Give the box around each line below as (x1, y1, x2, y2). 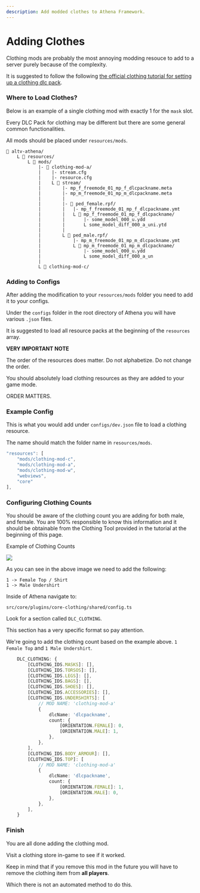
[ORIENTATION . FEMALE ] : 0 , (59, 723, 124, 729)
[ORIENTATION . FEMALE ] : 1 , (59, 784, 124, 790)
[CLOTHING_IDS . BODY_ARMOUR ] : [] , (27, 750, 111, 756)
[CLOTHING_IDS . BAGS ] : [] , (27, 678, 93, 685)
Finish (6, 826, 24, 834)
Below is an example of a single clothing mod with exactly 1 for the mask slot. (6, 107, 194, 114)
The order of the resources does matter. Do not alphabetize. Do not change (6, 357, 192, 364)
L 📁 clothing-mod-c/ (38, 264, 90, 270)
